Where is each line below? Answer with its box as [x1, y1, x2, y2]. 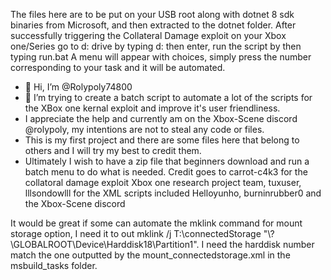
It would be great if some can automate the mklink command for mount [10, 217, 303, 229]
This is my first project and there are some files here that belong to [24, 134, 300, 146]
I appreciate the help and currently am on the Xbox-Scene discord [24, 113, 298, 124]
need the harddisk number [206, 239, 315, 250]
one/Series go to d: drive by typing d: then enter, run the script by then [10, 40, 302, 52]
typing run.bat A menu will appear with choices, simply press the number [10, 51, 312, 63]
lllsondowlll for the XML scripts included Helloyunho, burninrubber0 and [24, 187, 322, 199]
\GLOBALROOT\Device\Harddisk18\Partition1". [10, 239, 200, 250]
